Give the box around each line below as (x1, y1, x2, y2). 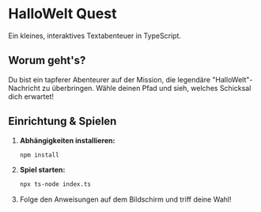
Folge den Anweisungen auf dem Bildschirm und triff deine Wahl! (19, 195, 232, 204)
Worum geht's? (8, 54, 86, 67)
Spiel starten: (19, 165, 66, 175)
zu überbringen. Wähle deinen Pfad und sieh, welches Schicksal (42, 83, 252, 93)
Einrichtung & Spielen (8, 115, 117, 128)
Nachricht (8, 83, 41, 93)
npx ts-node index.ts (19, 180, 91, 188)
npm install (19, 151, 59, 159)
